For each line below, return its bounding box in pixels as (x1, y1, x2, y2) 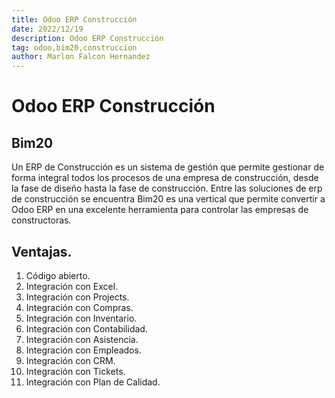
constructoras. (11, 214, 72, 226)
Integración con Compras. (25, 301, 134, 313)
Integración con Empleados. (25, 344, 142, 356)
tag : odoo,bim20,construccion (11, 42, 138, 53)
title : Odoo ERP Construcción (11, 14, 138, 25)
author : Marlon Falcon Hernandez (11, 52, 151, 62)
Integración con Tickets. (25, 365, 126, 377)
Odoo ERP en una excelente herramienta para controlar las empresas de (11, 204, 309, 216)
